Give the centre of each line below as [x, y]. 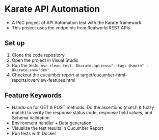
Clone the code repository [38, 55]
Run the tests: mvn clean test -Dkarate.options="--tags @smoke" [78, 65]
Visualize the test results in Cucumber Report [57, 128]
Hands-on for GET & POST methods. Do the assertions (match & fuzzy [83, 107]
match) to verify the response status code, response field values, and [82, 112]
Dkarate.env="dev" [30, 70]
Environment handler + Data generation [52, 123]
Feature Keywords [33, 96]
